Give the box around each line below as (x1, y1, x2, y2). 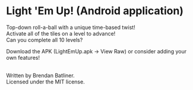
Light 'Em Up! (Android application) (6, 4, 184, 18)
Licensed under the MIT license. (6, 78, 85, 85)
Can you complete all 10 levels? (6, 36, 83, 43)
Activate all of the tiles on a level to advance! (6, 30, 116, 37)
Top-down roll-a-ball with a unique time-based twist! (6, 24, 135, 31)
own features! (6, 54, 40, 61)
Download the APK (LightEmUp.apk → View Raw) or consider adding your (6, 47, 187, 54)
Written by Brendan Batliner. (6, 72, 75, 79)
